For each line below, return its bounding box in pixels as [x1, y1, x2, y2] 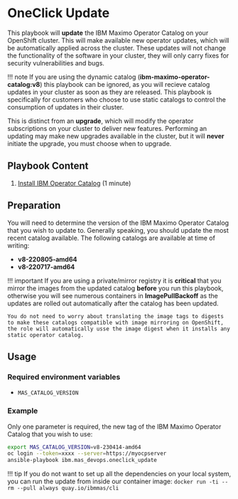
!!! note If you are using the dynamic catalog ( [7, 73, 141, 81]
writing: [7, 241, 30, 250]
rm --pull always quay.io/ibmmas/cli [7, 485, 119, 492]
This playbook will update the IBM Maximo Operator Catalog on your [7, 28, 209, 37]
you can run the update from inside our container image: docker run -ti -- [7, 477, 229, 485]
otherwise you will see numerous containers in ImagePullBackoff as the [7, 291, 218, 300]
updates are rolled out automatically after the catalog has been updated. [7, 299, 219, 308]
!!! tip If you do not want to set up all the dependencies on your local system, [7, 470, 232, 478]
